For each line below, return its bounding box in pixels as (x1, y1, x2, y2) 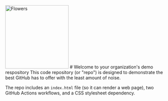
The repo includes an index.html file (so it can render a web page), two (5, 85, 154, 90)
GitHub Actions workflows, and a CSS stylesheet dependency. (5, 90, 136, 96)
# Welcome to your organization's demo (69, 64, 153, 70)
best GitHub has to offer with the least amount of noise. (5, 75, 121, 81)
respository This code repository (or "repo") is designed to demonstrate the (5, 70, 163, 75)
